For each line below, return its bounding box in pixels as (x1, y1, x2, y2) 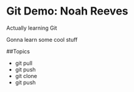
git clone (15, 72, 38, 79)
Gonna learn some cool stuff (6, 36, 78, 43)
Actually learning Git (6, 24, 57, 31)
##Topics (6, 47, 30, 55)
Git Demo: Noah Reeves (6, 4, 129, 18)
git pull (15, 59, 32, 67)
